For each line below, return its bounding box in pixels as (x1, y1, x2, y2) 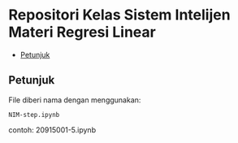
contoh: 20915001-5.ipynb (8, 124, 96, 135)
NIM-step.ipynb (8, 110, 60, 119)
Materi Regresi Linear (8, 23, 156, 41)
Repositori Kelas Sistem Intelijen (8, 6, 231, 24)
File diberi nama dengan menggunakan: (8, 95, 141, 105)
